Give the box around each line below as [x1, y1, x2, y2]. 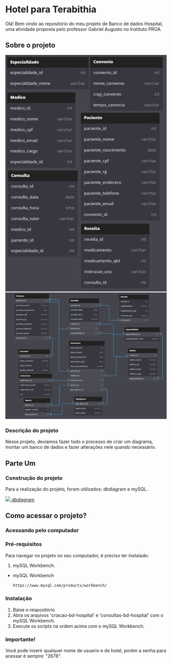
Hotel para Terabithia [5, 4, 97, 15]
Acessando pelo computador [5, 527, 79, 534]
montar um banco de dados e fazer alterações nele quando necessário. [5, 444, 156, 450]
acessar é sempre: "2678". [5, 653, 62, 659]
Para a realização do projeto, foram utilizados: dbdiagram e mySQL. [5, 486, 148, 492]
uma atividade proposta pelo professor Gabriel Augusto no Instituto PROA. [5, 26, 162, 32]
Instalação [5, 595, 32, 602]
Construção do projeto [5, 474, 63, 481]
